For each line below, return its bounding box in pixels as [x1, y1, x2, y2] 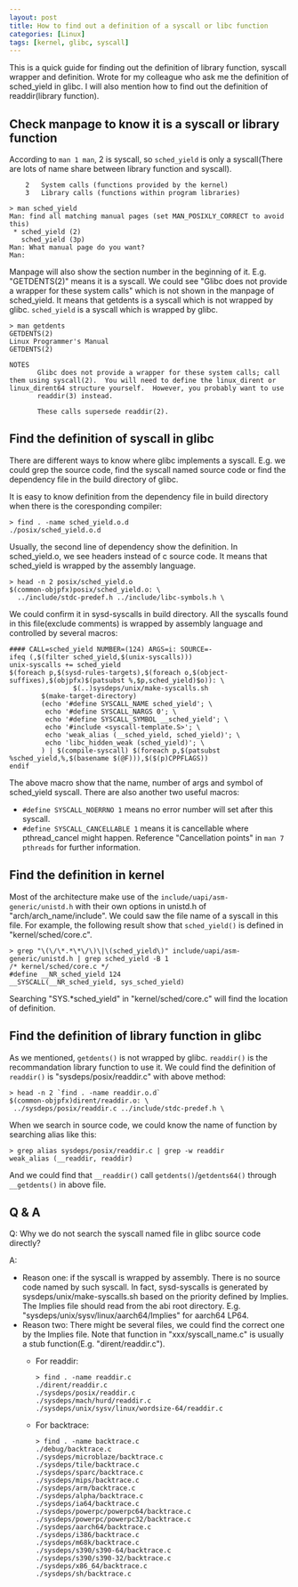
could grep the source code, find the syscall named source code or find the [9, 464, 286, 475]
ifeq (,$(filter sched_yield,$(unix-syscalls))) [9, 652, 193, 662]
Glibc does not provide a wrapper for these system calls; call [36, 369, 280, 378]
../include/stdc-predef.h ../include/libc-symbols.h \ [17, 593, 225, 602]
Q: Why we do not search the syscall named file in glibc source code [9, 1228, 261, 1239]
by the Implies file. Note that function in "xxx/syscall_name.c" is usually [21, 1329, 285, 1340]
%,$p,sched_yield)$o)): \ [128, 676, 225, 685]
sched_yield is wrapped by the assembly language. [9, 560, 197, 571]
